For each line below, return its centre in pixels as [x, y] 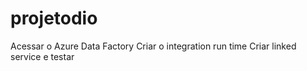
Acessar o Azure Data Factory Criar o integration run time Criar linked [153, 46]
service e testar [42, 56]
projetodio [54, 18]
